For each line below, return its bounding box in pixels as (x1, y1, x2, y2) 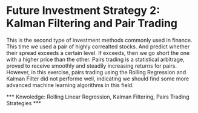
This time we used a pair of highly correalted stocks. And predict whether (6, 43, 190, 50)
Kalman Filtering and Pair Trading (6, 16, 177, 30)
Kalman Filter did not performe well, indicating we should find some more (6, 75, 190, 82)
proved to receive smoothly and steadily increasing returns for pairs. (6, 62, 177, 69)
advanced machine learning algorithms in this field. (6, 81, 134, 88)
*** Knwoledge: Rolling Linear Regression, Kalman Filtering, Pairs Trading (6, 93, 190, 100)
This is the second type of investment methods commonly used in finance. (6, 36, 193, 44)
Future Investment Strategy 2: (6, 4, 160, 18)
